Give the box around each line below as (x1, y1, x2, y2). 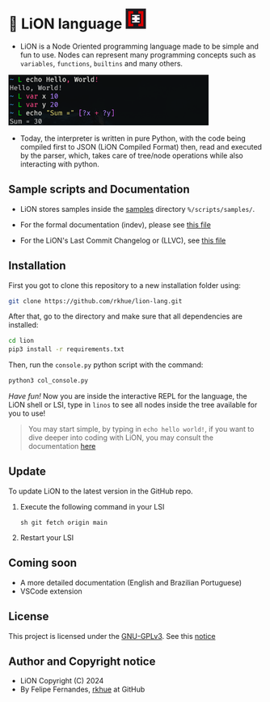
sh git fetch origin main (19, 518, 108, 526)
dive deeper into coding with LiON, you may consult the (27, 433, 214, 442)
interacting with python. (19, 159, 99, 169)
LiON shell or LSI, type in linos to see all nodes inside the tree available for (8, 400, 258, 410)
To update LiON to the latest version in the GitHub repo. (8, 486, 193, 496)
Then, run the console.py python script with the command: (8, 360, 204, 370)
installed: (8, 320, 39, 330)
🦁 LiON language (8, 15, 123, 33)
